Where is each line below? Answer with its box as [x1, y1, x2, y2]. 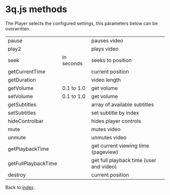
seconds [62, 60, 83, 67]
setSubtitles [8, 109, 36, 116]
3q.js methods [5, 4, 67, 15]
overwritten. [5, 25, 31, 31]
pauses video [91, 37, 123, 44]
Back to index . [5, 184, 35, 190]
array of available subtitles [91, 101, 154, 108]
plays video [91, 45, 119, 52]
